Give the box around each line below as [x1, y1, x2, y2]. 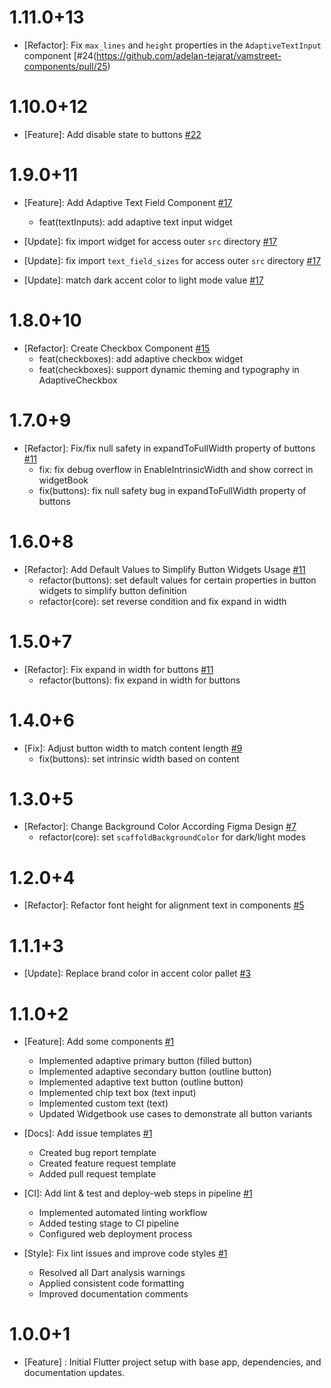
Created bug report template [38, 1147, 157, 1159]
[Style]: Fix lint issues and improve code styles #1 [23, 1247, 228, 1260]
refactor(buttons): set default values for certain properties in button [38, 574, 317, 586]
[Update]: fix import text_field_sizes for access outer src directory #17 [23, 254, 322, 266]
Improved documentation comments [38, 1288, 189, 1300]
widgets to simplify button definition [38, 584, 187, 596]
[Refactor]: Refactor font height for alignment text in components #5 [23, 899, 305, 911]
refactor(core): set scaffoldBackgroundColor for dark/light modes [38, 831, 306, 843]
